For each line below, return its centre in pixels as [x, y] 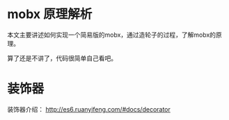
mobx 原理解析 [50, 14]
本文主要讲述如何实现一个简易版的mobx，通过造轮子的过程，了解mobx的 [112, 35]
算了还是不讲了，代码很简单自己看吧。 [62, 58]
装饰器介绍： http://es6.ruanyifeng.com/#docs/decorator [89, 109]
